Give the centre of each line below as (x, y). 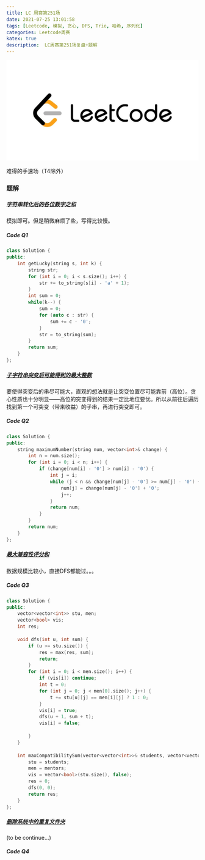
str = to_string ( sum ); (68, 334)
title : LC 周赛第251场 (33, 13)
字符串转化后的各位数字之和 (41, 204)
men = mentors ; (48, 768)
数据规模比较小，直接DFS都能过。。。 (52, 571)
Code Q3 (18, 585)
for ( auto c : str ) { (67, 315)
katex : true (21, 39)
